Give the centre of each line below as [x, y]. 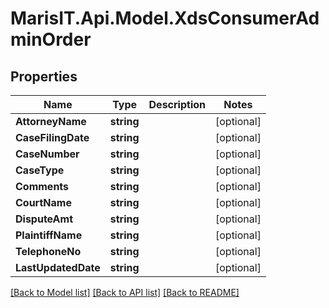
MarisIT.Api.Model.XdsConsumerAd [165, 18]
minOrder [51, 39]
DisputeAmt [44, 219]
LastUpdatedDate [58, 267]
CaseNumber [47, 154]
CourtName [43, 202]
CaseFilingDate [52, 137]
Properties [44, 76]
